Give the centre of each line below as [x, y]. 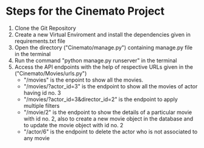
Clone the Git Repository [45, 28]
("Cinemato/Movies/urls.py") [51, 73]
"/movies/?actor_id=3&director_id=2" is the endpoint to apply [100, 99]
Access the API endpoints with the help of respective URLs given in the [104, 67]
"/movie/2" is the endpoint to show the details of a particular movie [108, 112]
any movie [37, 138]
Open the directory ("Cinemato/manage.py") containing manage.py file [104, 48]
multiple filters [42, 105]
